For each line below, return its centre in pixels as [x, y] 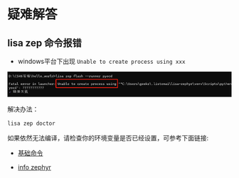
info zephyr [34, 167]
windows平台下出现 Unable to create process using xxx [101, 61]
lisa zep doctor [31, 124]
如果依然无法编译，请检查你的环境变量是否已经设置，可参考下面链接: [108, 138]
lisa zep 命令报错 [44, 43]
